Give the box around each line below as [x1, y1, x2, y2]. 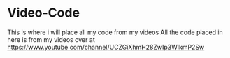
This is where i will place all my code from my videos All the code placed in [7, 28, 224, 36]
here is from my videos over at [7, 35, 96, 43]
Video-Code [7, 5, 80, 21]
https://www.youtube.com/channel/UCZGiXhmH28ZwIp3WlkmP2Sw [7, 43, 205, 51]
